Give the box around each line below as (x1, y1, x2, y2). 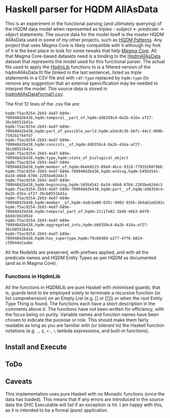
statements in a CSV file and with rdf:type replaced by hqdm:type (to (5, 75, 149, 81)
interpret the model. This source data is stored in (5, 85, 108, 91)
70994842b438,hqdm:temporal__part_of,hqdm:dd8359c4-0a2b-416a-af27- (5, 115, 154, 120)
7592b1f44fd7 (5, 133, 33, 138)
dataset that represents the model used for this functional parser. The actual (5, 58, 165, 64)
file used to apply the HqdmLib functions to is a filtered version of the (5, 64, 151, 70)
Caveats (5, 377, 32, 386)
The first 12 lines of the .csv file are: (5, 101, 80, 107)
